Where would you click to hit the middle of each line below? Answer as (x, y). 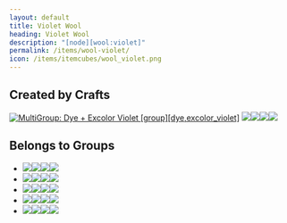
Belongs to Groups (62, 146)
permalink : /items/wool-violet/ (69, 51)
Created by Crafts (59, 95)
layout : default (39, 17)
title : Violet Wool (46, 26)
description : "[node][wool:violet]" (77, 42)
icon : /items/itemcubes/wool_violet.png (86, 59)
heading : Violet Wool (50, 34)
